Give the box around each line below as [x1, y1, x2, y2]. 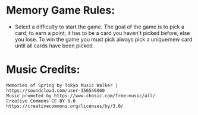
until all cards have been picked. [14, 42, 94, 49]
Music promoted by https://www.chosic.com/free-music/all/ [6, 92, 156, 98]
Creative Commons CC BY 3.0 [6, 98, 76, 104]
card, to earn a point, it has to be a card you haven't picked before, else [14, 29, 190, 36]
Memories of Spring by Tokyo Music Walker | [6, 82, 118, 88]
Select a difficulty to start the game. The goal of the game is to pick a [14, 23, 184, 30]
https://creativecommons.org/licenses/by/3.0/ [6, 103, 124, 109]
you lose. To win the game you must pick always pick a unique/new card [14, 36, 193, 43]
